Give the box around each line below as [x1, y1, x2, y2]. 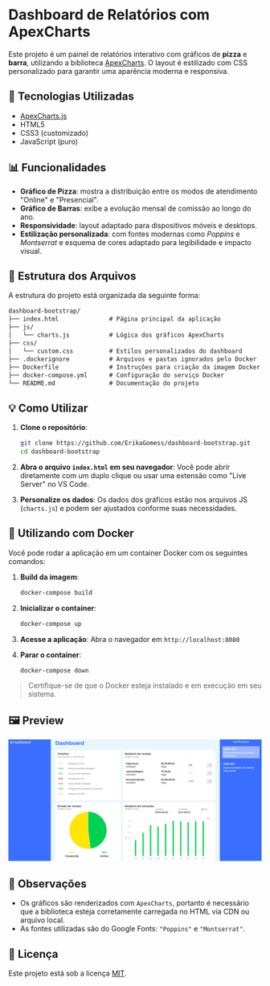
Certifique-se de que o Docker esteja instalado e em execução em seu [27, 681, 263, 690]
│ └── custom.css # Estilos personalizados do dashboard [8, 347, 243, 355]
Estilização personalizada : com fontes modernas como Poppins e [19, 229, 240, 239]
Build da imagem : [19, 572, 80, 582]
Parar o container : [19, 649, 82, 660]
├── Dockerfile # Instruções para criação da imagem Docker [8, 363, 261, 371]
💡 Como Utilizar [8, 401, 88, 415]
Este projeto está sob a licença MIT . [8, 968, 127, 978]
